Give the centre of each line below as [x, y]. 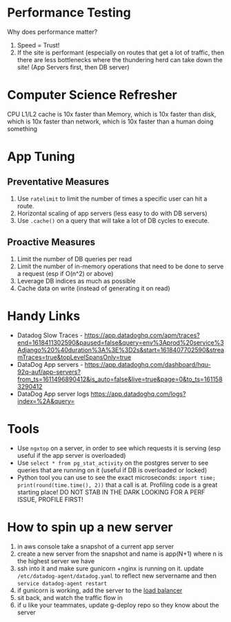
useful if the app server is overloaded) [71, 455]
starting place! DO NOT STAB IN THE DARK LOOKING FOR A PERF [111, 492]
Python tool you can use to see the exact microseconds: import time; [116, 477]
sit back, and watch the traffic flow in [70, 597]
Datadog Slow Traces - [50, 335]
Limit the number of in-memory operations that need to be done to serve [120, 266]
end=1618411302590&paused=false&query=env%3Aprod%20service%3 [120, 342]
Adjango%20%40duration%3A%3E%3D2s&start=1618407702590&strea [121, 350]
